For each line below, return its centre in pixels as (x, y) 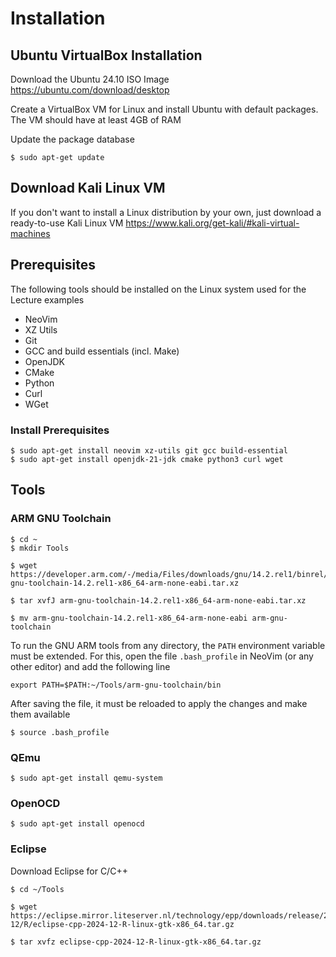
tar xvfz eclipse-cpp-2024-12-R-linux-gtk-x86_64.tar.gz (140, 942)
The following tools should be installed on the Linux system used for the (158, 289)
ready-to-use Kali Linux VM (67, 223)
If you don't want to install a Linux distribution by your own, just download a (166, 212)
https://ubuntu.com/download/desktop (90, 90)
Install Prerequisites (60, 430)
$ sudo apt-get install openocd (77, 824)
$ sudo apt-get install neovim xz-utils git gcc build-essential (149, 450)
